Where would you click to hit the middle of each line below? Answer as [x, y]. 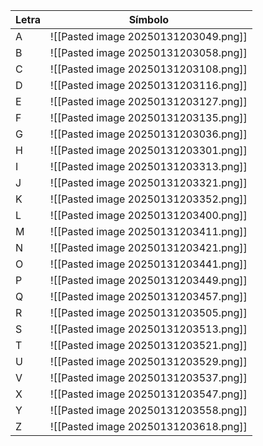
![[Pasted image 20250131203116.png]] [149, 85]
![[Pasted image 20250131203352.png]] [149, 199]
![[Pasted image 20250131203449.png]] [149, 280]
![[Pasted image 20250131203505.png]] [149, 312]
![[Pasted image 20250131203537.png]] [149, 377]
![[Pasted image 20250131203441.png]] [149, 264]
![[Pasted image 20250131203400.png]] [149, 215]
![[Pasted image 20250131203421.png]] [149, 247]
